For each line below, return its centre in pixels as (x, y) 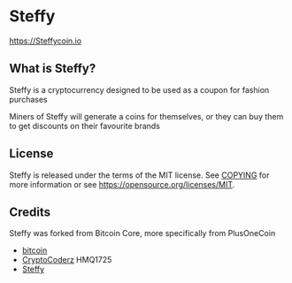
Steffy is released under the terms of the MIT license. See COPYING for (139, 175)
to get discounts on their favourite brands (85, 126)
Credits (30, 212)
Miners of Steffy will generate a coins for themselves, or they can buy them (146, 116)
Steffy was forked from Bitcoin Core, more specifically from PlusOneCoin (142, 233)
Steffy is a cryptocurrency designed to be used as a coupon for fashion (139, 89)
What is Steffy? (53, 69)
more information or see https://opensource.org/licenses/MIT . (122, 184)
